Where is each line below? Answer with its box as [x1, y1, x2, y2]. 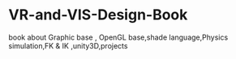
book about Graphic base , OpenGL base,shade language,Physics [8, 32, 229, 42]
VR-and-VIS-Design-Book [8, 6, 188, 24]
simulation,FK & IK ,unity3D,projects [8, 40, 128, 50]
